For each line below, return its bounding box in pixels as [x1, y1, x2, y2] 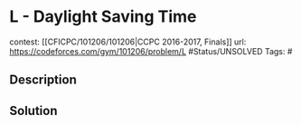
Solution [9, 102, 58, 119]
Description [9, 72, 77, 88]
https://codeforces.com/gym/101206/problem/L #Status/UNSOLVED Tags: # [9, 45, 293, 56]
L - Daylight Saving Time [9, 6, 197, 27]
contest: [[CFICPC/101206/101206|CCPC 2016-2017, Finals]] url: [9, 36, 247, 47]
